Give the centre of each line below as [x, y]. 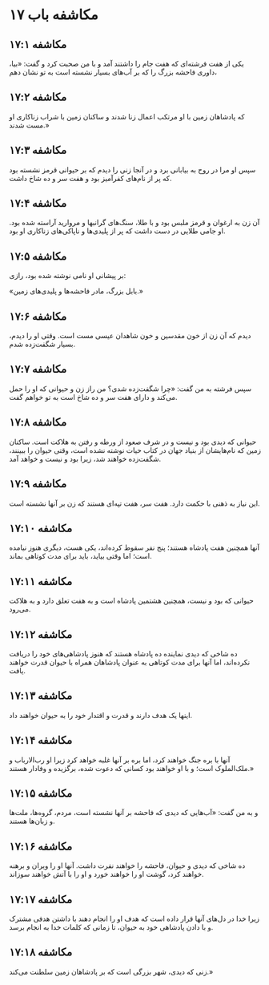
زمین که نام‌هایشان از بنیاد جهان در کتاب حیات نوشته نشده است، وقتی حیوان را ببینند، [135, 450]
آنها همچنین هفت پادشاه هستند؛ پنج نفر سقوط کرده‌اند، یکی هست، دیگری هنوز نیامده [134, 547]
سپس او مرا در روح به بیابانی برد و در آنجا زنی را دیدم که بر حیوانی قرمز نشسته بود [132, 169]
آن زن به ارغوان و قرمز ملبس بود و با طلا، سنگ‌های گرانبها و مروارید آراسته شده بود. [134, 223]
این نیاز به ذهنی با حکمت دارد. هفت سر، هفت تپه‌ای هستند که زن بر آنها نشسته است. [134, 503]
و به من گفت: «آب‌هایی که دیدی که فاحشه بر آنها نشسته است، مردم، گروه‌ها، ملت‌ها [134, 813]
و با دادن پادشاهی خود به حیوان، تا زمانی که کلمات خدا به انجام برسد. [111, 927]
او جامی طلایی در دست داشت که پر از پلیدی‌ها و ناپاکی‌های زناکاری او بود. [118, 231]
